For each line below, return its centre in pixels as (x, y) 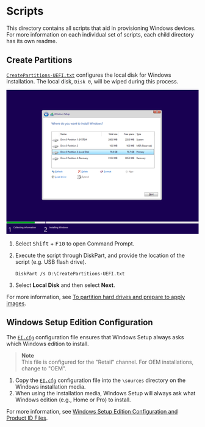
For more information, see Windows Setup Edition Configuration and (92, 411)
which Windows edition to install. (48, 344)
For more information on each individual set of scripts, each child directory (100, 34)
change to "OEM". (44, 368)
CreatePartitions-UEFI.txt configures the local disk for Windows (89, 75)
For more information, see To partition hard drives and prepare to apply (96, 297)
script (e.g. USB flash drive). (51, 262)
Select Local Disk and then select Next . (65, 285)
